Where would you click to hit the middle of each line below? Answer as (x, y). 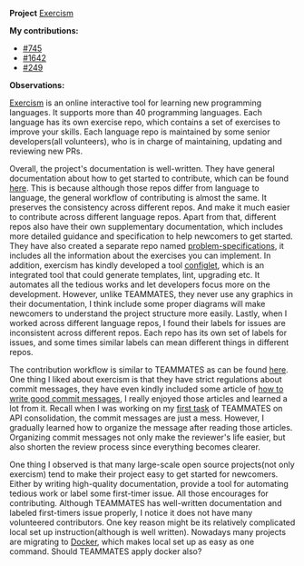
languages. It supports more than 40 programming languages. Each (136, 112)
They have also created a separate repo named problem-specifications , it (147, 246)
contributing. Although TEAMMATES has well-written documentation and (146, 503)
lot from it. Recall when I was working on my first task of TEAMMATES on (146, 408)
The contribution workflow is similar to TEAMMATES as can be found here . (149, 370)
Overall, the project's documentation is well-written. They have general (142, 169)
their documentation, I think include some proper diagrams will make (137, 304)
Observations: (37, 85)
